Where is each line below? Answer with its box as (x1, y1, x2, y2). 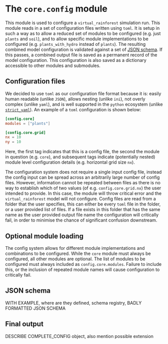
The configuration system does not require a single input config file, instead (5, 169, 162, 175)
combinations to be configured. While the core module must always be (5, 250, 151, 256)
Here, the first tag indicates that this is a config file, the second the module (5, 149, 159, 155)
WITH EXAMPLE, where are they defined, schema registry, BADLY (5, 300, 142, 306)
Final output (5, 320, 44, 328)
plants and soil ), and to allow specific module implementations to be (5, 36, 149, 42)
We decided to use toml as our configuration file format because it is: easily (5, 90, 161, 96)
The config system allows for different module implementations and (5, 245, 145, 251)
